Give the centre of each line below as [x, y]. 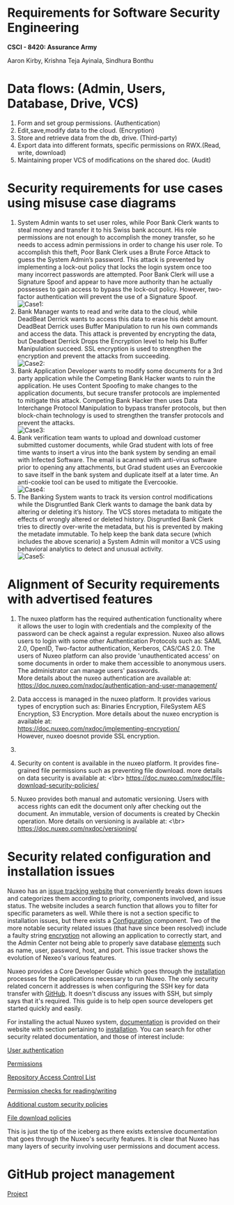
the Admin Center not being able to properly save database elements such [114, 942]
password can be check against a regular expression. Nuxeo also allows [121, 633]
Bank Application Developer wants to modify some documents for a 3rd [120, 371]
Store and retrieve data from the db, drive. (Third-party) [97, 138]
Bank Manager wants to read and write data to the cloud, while [107, 311]
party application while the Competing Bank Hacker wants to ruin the [116, 378]
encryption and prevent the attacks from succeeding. [94, 356]
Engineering [43, 28]
